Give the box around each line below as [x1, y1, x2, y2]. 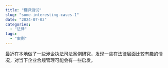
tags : [5, 31, 17, 36]
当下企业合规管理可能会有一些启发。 [18, 57, 96, 63]
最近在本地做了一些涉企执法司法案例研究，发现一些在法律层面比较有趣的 [5, 51, 158, 57]
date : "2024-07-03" [5, 17, 47, 22]
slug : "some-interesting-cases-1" [5, 12, 80, 17]
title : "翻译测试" [5, 7, 42, 13]
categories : [5, 21, 31, 27]
